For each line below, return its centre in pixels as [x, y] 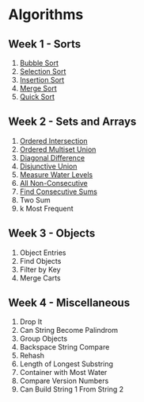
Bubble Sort [39, 63]
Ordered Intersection [54, 141]
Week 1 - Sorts [45, 44]
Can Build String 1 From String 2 [72, 389]
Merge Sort [38, 88]
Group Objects [44, 338]
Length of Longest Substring [66, 364]
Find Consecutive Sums [58, 191]
